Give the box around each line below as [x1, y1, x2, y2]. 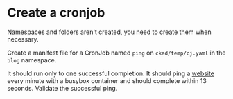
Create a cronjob [7, 5, 105, 21]
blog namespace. [7, 55, 57, 64]
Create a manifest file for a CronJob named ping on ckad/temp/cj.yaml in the [7, 48, 226, 57]
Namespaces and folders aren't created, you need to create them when [7, 28, 212, 36]
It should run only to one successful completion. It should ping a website [7, 69, 215, 78]
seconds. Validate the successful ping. [7, 84, 118, 92]
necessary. [7, 35, 40, 43]
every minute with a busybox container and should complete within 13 [7, 76, 207, 84]
